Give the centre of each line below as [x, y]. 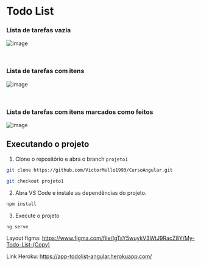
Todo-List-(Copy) [28, 245]
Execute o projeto [37, 215]
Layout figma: [23, 238]
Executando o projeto [48, 144]
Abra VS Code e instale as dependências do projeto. [81, 192]
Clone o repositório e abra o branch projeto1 [71, 159]
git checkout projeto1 [35, 181]
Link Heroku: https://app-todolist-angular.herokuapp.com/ [79, 256]
